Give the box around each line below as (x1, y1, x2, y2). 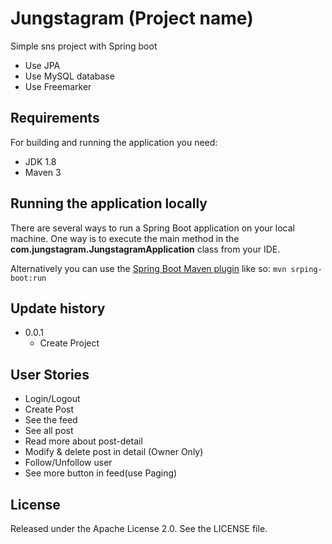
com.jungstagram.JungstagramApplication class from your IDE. (10, 243, 281, 255)
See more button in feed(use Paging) (24, 467, 178, 479)
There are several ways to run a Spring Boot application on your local (10, 222, 295, 234)
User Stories (10, 366, 90, 383)
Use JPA (24, 59, 61, 71)
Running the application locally (10, 195, 208, 212)
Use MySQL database (24, 70, 115, 82)
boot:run (10, 273, 47, 283)
